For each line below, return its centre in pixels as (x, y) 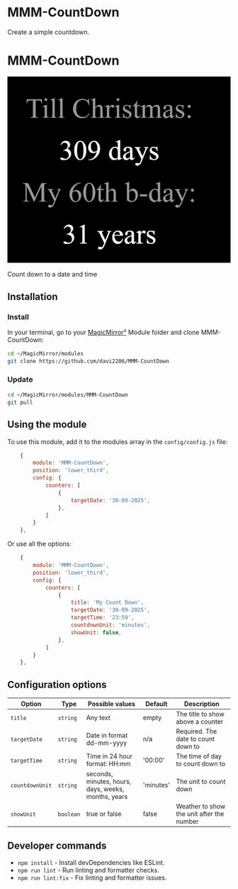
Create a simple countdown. (49, 32)
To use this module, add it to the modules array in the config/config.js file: (118, 441)
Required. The (197, 731)
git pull (20, 402)
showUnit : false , (96, 632)
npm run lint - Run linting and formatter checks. (88, 871)
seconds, (100, 773)
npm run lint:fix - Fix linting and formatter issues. (92, 878)
